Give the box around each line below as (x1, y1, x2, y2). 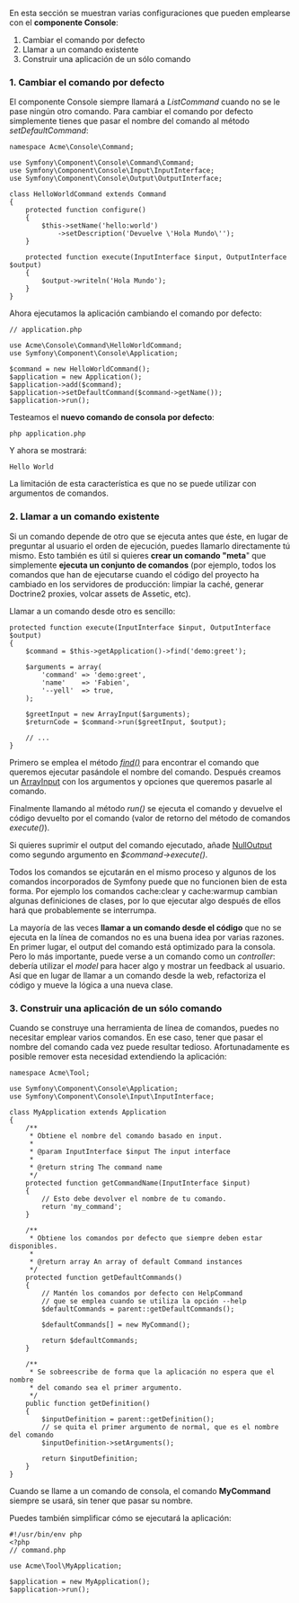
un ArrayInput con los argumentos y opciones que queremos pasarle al (9, 775, 272, 786)
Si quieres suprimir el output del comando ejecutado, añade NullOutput (9, 839, 272, 850)
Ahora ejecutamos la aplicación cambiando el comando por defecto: (9, 308, 262, 318)
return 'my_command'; (41, 1202, 123, 1211)
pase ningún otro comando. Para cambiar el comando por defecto (9, 106, 254, 117)
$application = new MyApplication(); (9, 1577, 151, 1586)
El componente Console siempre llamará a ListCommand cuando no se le (9, 96, 281, 107)
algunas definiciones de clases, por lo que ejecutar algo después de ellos (9, 895, 281, 906)
